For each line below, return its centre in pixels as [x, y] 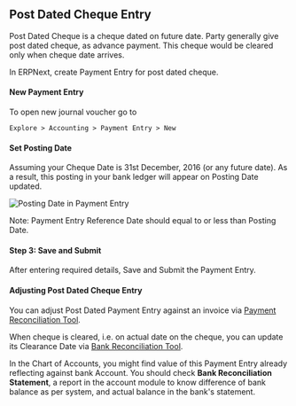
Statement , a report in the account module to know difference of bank [138, 382]
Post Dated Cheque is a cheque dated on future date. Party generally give [144, 35]
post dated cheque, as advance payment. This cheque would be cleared [141, 45]
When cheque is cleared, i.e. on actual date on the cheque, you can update [146, 337]
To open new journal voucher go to [73, 112]
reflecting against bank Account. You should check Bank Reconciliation [140, 372]
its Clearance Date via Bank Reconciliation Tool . [96, 346]
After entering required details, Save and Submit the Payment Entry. [133, 270]
